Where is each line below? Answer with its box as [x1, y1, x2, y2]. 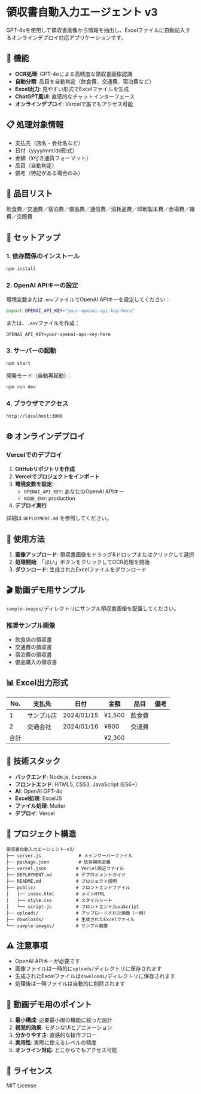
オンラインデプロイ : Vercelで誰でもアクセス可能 [14, 100, 133, 107]
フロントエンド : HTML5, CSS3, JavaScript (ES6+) [14, 781, 138, 788]
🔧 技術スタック [6, 756, 61, 766]
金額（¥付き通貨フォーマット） [14, 154, 92, 161]
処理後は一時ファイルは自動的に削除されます [14, 980, 126, 987]
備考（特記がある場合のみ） [14, 169, 84, 176]
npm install [6, 266, 36, 272]
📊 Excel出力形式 [6, 678, 69, 688]
